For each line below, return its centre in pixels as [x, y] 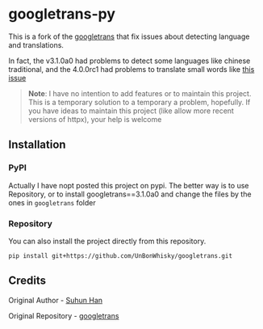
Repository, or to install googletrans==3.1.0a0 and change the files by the [130, 194]
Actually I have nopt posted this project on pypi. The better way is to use [129, 185]
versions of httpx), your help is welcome [95, 119]
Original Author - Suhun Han [56, 300]
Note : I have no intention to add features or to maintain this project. [140, 93]
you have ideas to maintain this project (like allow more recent [131, 111]
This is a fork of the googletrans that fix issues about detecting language [129, 36]
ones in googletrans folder [52, 202]
